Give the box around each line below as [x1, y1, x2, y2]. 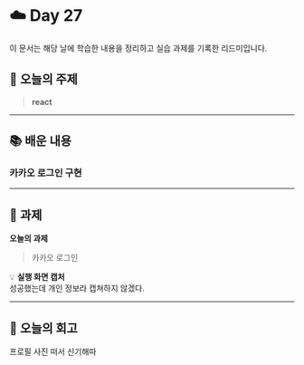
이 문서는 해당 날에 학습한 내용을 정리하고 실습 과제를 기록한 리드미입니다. [9, 43, 268, 53]
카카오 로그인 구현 [9, 167, 83, 179]
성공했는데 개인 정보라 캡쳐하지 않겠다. [9, 283, 145, 293]
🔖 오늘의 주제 [9, 72, 79, 87]
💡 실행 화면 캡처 [9, 272, 65, 283]
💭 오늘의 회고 [9, 321, 79, 336]
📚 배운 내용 [9, 133, 72, 149]
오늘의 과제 [9, 233, 48, 244]
